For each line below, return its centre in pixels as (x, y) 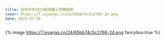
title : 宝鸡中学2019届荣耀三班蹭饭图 (39, 10)
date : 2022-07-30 (23, 19)
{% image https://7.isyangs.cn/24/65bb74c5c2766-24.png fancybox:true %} (83, 33)
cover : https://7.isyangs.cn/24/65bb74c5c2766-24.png (62, 14)
